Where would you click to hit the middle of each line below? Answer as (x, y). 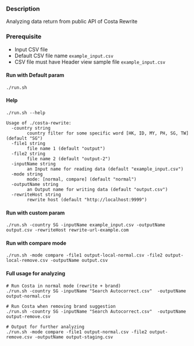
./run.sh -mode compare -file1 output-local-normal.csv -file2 (84, 255)
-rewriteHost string (36, 195)
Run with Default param (35, 75)
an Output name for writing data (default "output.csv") (97, 189)
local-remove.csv (27, 261)
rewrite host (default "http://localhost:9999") (87, 200)
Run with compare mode (36, 243)
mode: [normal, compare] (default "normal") (82, 179)
